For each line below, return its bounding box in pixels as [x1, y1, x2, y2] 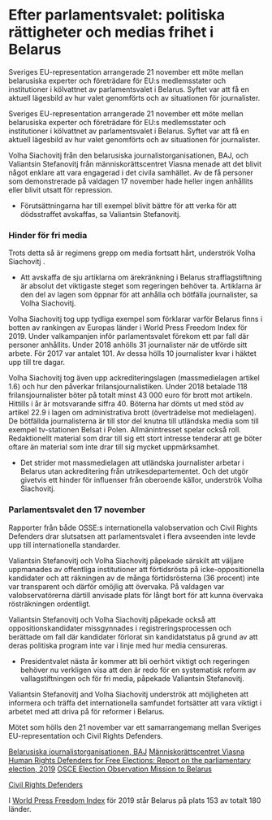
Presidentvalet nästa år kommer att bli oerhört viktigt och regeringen [19, 656, 250, 666]
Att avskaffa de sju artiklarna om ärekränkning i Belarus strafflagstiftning [19, 272, 262, 282]
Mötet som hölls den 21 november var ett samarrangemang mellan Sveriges [8, 722, 261, 732]
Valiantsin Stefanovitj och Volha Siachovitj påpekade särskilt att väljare [8, 555, 244, 566]
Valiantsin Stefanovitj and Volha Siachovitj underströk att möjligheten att [8, 689, 249, 699]
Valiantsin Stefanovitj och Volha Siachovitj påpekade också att [8, 614, 217, 624]
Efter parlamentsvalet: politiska [8, 6, 226, 24]
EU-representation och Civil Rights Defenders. [8, 731, 163, 740]
